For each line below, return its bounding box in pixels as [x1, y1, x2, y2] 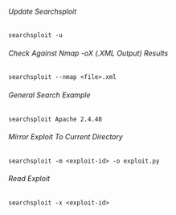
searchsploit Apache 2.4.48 [8, 115, 103, 123]
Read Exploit [8, 174, 51, 184]
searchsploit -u [8, 31, 63, 39]
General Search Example [8, 90, 91, 100]
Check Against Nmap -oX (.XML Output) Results [8, 48, 169, 58]
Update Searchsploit [8, 6, 77, 16]
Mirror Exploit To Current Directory [8, 132, 123, 142]
